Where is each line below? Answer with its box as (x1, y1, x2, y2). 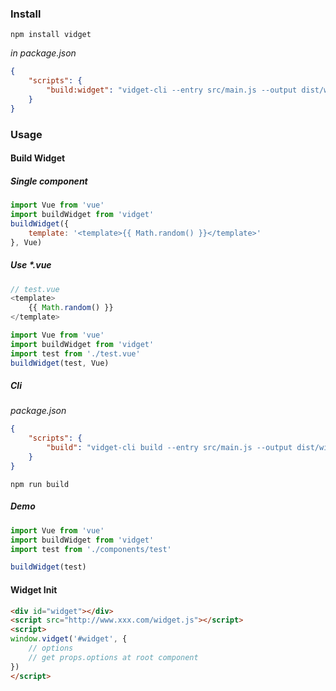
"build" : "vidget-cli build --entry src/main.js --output (46, 443, 293, 453)
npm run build (10, 479, 70, 489)
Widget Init (10, 583, 58, 596)
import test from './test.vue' (10, 348, 141, 359)
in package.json (10, 47, 77, 59)
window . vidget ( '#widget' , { (10, 634, 128, 644)
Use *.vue (10, 259, 52, 271)
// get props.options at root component (28, 652, 199, 662)
